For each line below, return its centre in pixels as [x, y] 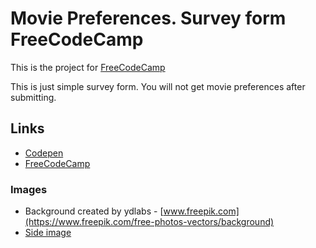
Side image [48, 233]
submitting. [33, 97]
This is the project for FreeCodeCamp [88, 67]
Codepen [44, 153]
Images [29, 189]
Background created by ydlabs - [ [94, 211]
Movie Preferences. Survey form [148, 18]
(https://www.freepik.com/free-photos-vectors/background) [149, 222]
